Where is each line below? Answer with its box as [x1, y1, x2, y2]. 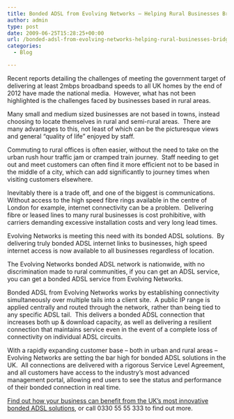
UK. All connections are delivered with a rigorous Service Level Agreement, [7, 361, 225, 369]
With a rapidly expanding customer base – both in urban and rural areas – [7, 346, 218, 354]
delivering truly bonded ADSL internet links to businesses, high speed [7, 239, 208, 247]
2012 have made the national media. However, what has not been [7, 88, 196, 97]
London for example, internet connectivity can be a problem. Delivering [7, 203, 214, 212]
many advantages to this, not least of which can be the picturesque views [7, 125, 219, 133]
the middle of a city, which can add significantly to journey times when [7, 168, 210, 176]
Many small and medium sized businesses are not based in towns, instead [7, 109, 220, 118]
